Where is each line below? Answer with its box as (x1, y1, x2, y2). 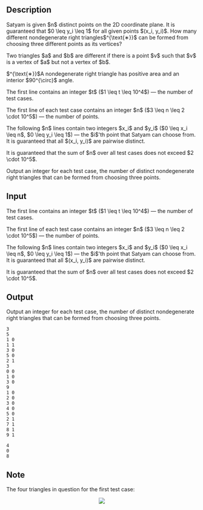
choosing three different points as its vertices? (6, 40, 122, 47)
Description (6, 5, 52, 15)
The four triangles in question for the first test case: (6, 486, 135, 493)
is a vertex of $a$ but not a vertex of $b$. (6, 58, 111, 65)
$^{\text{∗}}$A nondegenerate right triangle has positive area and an (6, 70, 180, 77)
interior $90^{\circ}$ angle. (6, 76, 75, 83)
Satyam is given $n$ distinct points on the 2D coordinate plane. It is (6, 21, 176, 28)
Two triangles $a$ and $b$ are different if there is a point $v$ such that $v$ (6, 51, 197, 59)
